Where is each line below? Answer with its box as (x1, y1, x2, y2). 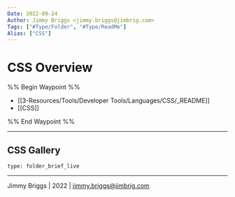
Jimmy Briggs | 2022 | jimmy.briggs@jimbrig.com (7, 182, 150, 189)
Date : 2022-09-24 (7, 10, 58, 17)
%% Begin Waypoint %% (7, 83, 80, 92)
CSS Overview (7, 60, 93, 75)
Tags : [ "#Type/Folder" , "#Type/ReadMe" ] (7, 23, 127, 30)
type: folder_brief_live (7, 163, 80, 170)
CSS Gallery (7, 144, 61, 156)
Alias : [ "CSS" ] (7, 29, 52, 37)
